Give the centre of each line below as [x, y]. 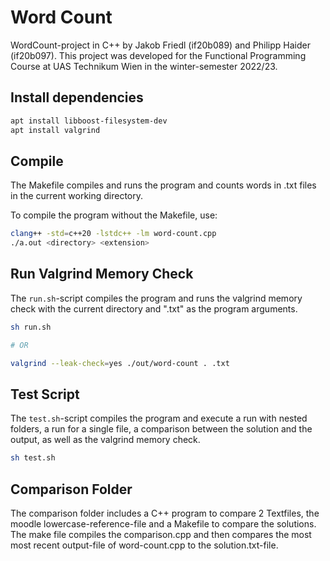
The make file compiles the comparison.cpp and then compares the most [161, 534]
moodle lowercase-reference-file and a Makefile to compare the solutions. [163, 524]
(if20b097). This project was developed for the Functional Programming [158, 55]
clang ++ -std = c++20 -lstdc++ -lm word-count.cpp [113, 234]
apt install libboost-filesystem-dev [89, 121]
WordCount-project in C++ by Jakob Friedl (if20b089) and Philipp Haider [160, 45]
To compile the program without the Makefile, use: [114, 215]
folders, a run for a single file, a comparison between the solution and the [161, 429]
